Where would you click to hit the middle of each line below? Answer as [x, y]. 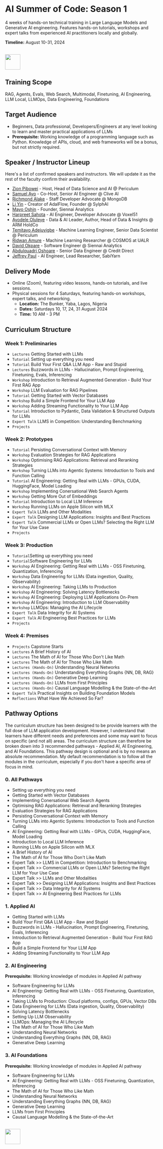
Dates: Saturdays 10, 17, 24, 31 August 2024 [63, 309]
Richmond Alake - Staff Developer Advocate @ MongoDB [70, 199]
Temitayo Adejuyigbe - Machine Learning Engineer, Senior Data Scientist [85, 230]
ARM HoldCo [25, 225]
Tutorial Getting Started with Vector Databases [60, 395]
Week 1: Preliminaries [31, 343]
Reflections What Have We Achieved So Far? [58, 698]
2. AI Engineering [26, 966]
